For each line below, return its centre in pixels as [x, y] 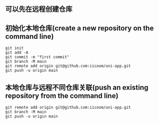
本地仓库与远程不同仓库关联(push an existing [77, 88]
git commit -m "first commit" [37, 57]
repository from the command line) [62, 96]
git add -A [17, 53]
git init [15, 48]
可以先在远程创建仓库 [39, 9]
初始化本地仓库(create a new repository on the [79, 28]
